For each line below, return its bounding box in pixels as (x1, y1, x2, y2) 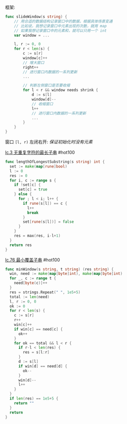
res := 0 (9, 173, 28, 178)
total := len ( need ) (9, 294, 50, 299)
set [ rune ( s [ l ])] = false (23, 219, 74, 225)
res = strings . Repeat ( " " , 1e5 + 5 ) (9, 290, 81, 295)
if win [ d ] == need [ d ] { (18, 363, 68, 369)
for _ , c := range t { (9, 276, 56, 281)
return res (9, 243, 32, 248)
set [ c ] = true (18, 187, 48, 192)
